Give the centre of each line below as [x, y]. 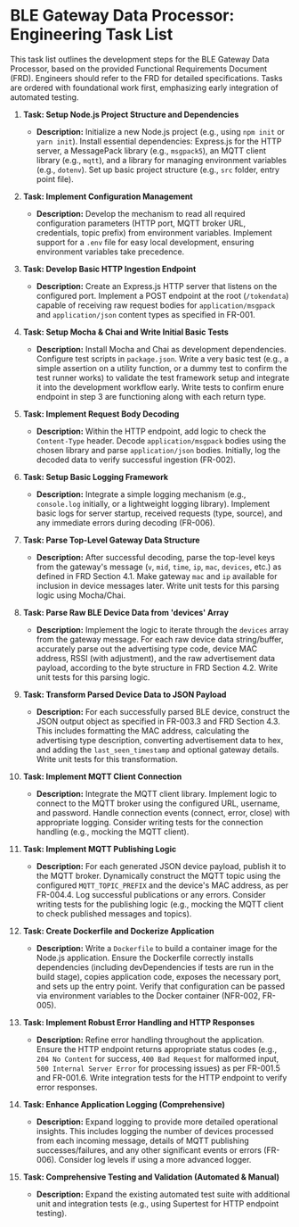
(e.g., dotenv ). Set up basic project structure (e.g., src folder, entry [158, 170]
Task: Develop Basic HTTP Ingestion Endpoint [109, 269]
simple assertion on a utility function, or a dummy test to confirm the [162, 368]
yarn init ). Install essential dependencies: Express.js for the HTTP [159, 141]
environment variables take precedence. [110, 252]
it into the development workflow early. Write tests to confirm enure [160, 387]
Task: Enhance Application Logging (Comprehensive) [124, 1104]
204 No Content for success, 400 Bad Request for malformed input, [158, 1058]
